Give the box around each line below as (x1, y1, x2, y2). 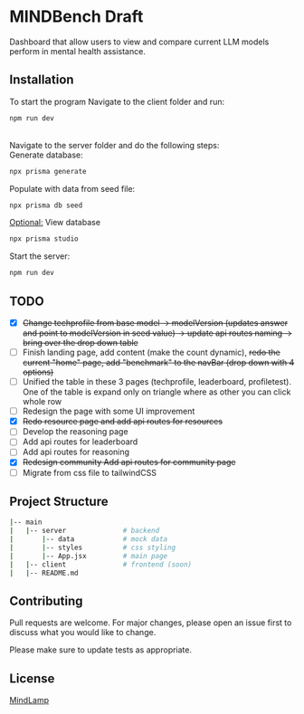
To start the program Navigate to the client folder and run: (9, 96, 224, 107)
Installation (9, 72, 74, 88)
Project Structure (9, 493, 109, 509)
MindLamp (9, 695, 50, 706)
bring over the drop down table (22, 338, 138, 347)
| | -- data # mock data (9, 535, 168, 544)
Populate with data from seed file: (9, 183, 136, 194)
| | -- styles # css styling (9, 543, 176, 552)
